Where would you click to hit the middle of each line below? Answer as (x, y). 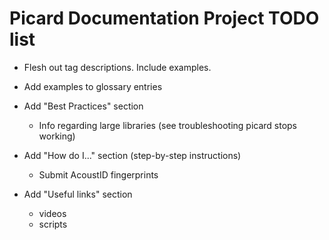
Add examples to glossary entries (93, 86)
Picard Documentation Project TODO (164, 18)
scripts (53, 224)
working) (57, 136)
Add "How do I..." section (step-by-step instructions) (132, 155)
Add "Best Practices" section (83, 106)
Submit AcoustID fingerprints (98, 174)
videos (52, 213)
